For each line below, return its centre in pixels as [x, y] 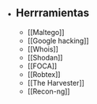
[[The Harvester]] [56, 83]
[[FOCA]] [42, 66]
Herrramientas [52, 13]
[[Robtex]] [44, 74]
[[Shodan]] [45, 57]
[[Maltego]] [46, 32]
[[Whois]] [43, 49]
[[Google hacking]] [58, 40]
